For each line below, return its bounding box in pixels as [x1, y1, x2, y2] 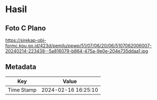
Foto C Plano [5, 24, 46, 32]
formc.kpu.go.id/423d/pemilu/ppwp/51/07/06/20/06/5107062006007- [5, 43, 152, 49]
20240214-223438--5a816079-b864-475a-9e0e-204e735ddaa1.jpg [5, 48, 148, 54]
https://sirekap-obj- [5, 37, 47, 43]
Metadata [5, 62, 36, 72]
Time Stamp [8, 86, 37, 93]
